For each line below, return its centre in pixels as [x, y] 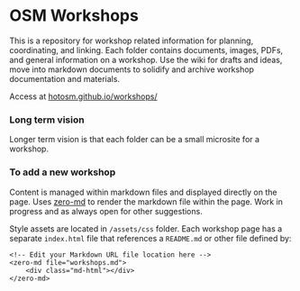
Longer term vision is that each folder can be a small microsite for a [134, 140]
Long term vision [47, 120]
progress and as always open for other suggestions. [106, 211]
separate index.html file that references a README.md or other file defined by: [150, 238]
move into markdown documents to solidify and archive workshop [132, 69]
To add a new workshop [63, 172]
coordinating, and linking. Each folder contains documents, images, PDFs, [146, 50]
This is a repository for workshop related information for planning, [132, 41]
